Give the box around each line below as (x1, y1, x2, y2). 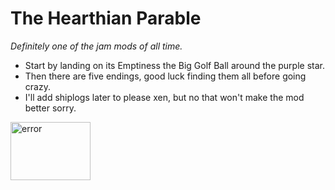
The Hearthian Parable (10, 7, 202, 30)
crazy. (24, 80, 51, 92)
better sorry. (24, 102, 77, 114)
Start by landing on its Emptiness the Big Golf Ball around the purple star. (24, 59, 325, 71)
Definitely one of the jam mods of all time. (10, 40, 183, 52)
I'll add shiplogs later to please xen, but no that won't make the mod (24, 91, 305, 103)
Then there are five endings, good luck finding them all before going (24, 70, 307, 82)
